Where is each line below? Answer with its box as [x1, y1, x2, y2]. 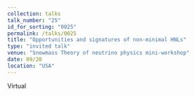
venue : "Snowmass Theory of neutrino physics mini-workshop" [7, 50, 190, 57]
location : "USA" [7, 62, 55, 69]
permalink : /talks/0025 [7, 29, 77, 37]
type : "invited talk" [7, 43, 71, 50]
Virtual [7, 81, 27, 90]
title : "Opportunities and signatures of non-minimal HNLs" [7, 36, 187, 43]
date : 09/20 [7, 56, 42, 63]
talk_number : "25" [7, 17, 61, 24]
